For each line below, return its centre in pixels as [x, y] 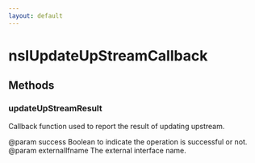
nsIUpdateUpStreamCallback [108, 55]
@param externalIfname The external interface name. [98, 150]
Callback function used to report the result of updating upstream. [117, 126]
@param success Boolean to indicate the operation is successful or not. [128, 141]
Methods [31, 86]
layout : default [36, 16]
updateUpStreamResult [55, 108]
